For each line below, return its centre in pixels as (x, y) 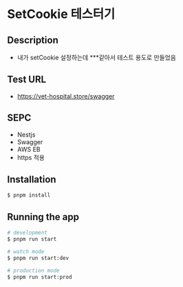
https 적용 (31, 157)
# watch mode (26, 251)
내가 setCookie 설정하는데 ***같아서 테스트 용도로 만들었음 (97, 57)
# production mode (33, 270)
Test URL (27, 80)
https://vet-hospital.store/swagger (66, 96)
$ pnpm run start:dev (38, 258)
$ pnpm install (29, 195)
